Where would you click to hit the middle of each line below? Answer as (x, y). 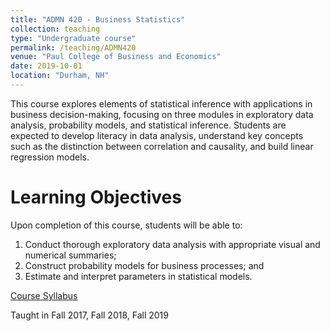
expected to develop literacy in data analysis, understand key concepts (157, 135)
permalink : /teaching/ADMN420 (73, 47)
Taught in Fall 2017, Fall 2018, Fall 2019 (89, 315)
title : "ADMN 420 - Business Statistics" (98, 19)
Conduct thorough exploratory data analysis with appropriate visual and (172, 244)
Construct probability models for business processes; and (144, 265)
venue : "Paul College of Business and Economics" (116, 57)
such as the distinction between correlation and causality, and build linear (162, 146)
